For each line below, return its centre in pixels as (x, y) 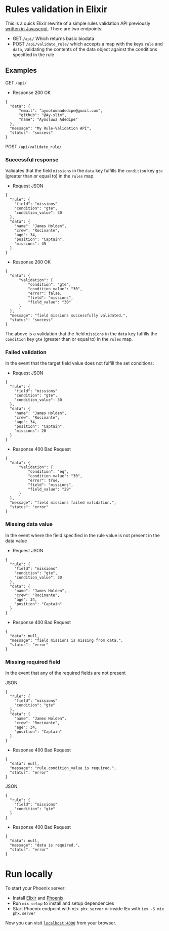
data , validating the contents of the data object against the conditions (85, 49)
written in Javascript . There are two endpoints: (54, 28)
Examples (21, 71)
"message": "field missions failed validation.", (63, 503)
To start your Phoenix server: (35, 888)
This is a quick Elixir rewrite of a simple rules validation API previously (78, 23)
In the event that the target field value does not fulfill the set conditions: (80, 363)
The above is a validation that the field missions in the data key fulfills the (81, 334)
